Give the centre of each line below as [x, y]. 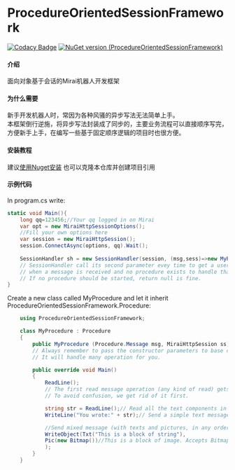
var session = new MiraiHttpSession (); [78, 240]
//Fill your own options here [64, 233]
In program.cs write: [36, 200]
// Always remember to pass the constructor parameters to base [128, 351]
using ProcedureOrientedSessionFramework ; [83, 319]
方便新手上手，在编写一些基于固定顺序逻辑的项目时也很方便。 [96, 133]
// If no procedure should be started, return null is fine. [111, 278]
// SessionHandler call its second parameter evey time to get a [117, 265]
